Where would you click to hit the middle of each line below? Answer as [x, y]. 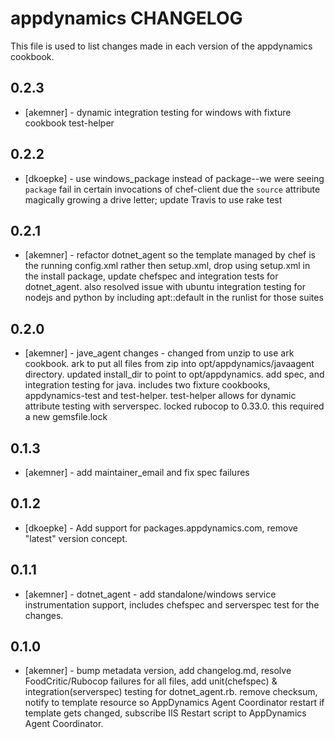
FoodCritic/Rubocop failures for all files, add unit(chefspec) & [151, 681]
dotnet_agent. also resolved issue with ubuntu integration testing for [165, 287]
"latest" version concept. [76, 538]
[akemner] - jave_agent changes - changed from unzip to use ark [159, 353]
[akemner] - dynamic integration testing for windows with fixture [158, 112]
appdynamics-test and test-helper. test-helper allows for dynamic [160, 396]
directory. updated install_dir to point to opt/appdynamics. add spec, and [174, 374]
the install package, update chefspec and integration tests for [151, 276]
